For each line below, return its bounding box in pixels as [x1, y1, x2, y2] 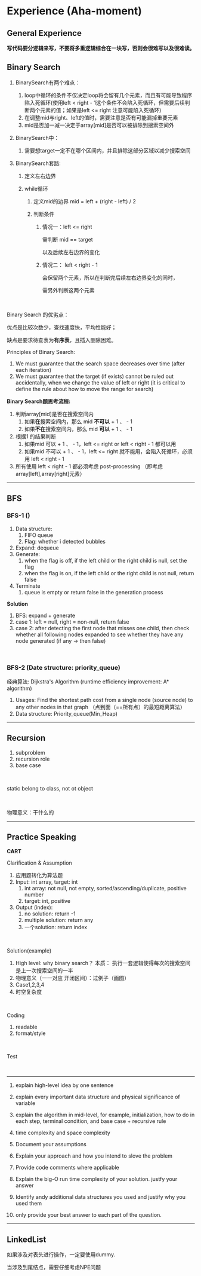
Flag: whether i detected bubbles [24, 538, 106, 545]
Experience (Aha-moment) [7, 4, 143, 18]
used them [15, 1200, 42, 1207]
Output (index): [15, 904, 53, 911]
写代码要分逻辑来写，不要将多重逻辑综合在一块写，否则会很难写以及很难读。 [7, 45, 195, 51]
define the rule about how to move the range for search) [15, 385, 154, 392]
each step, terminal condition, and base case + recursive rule [15, 1118, 166, 1125]
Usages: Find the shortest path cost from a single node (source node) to [15, 696, 193, 703]
